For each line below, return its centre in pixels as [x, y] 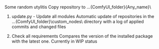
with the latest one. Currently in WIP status [54, 41]
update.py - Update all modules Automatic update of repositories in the [83, 16]
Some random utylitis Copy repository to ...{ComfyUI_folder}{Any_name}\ [78, 7]
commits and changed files [39, 27]
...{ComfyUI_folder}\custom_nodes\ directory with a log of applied [78, 22]
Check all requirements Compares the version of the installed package [82, 36]
